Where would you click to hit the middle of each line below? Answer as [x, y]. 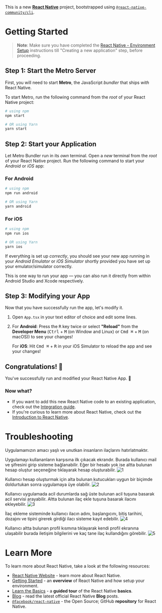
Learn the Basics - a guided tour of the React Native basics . [72, 591]
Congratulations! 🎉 [34, 367]
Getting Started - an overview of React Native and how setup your [78, 581]
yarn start [16, 129]
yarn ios [14, 247]
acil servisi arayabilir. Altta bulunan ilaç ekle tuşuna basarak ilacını [71, 499]
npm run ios [17, 233]
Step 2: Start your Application [51, 144]
